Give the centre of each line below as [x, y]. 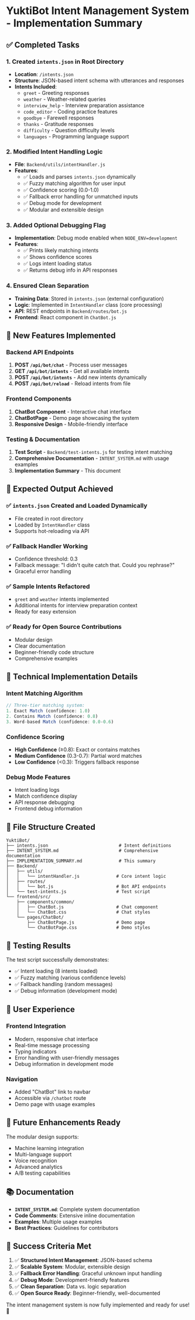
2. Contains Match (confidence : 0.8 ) [52, 717]
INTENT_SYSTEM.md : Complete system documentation [77, 1209]
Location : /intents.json [44, 74]
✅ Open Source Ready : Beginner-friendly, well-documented [87, 1293]
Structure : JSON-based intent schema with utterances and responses [99, 80]
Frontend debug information [48, 809]
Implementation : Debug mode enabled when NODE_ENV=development [96, 238]
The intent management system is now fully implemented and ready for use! [98, 1305]
